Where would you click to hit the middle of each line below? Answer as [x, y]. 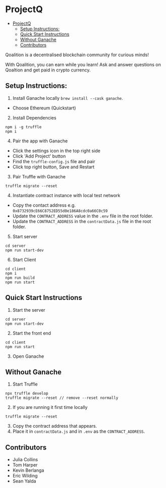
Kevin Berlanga [28, 470]
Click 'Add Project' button [39, 156]
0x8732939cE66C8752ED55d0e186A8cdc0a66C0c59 [60, 211]
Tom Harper [25, 465]
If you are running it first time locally [50, 407]
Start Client [24, 259]
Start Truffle [25, 384]
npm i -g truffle [23, 127]
